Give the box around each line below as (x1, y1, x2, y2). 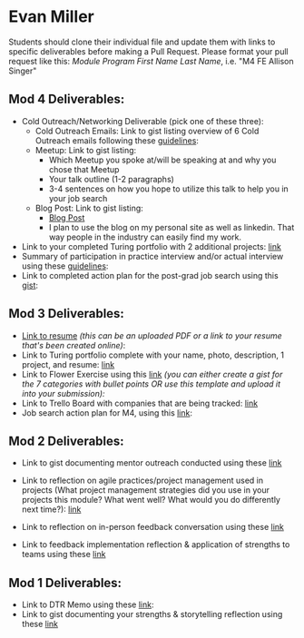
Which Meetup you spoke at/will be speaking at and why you (48, 154, 277, 165)
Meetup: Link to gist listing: (34, 144, 137, 155)
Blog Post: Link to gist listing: (34, 202, 144, 213)
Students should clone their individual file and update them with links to (8, 36, 276, 47)
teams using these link (21, 549, 106, 560)
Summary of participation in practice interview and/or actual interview (21, 250, 284, 261)
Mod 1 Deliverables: (8, 574, 123, 591)
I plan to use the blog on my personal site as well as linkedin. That (48, 221, 295, 232)
